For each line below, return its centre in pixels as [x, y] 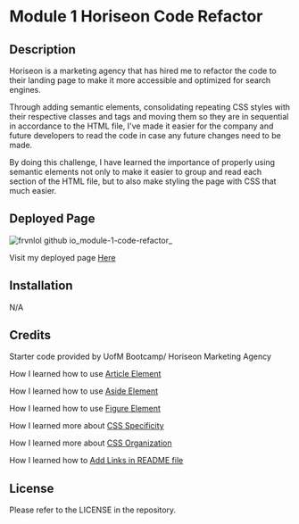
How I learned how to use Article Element [85, 374]
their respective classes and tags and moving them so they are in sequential [149, 116]
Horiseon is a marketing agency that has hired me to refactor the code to [143, 71]
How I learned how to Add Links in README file [96, 461]
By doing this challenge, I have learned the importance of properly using [142, 162]
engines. [25, 90]
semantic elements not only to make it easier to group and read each [136, 172]
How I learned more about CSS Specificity [87, 426]
